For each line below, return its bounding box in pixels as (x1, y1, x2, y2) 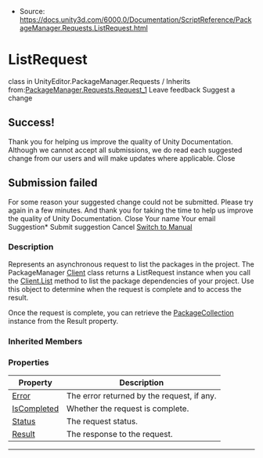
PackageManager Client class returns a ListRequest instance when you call (8, 267, 250, 277)
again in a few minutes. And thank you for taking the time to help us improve (8, 205, 254, 215)
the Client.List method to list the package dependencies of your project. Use (8, 276, 254, 285)
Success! (8, 116, 55, 129)
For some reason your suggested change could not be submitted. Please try (8, 197, 254, 206)
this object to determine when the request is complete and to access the (8, 284, 242, 293)
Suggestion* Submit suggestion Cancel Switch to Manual (8, 222, 193, 231)
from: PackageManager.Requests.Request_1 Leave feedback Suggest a (8, 85, 236, 94)
